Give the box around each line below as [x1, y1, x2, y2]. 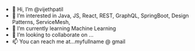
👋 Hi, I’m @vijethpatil [11, 6, 64, 13]
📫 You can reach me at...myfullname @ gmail [11, 38, 126, 45]
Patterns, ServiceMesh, [11, 19, 70, 25]
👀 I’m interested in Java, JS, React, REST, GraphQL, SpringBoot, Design [11, 12, 190, 19]
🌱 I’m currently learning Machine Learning [11, 25, 116, 32]
